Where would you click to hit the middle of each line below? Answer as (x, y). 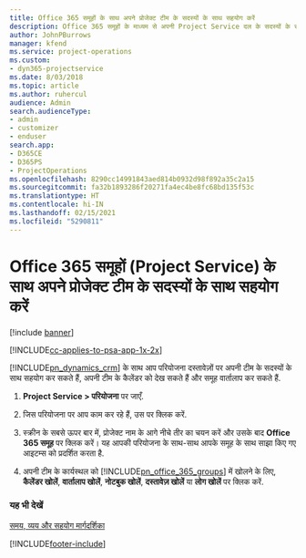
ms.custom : (30, 60)
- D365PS (26, 162)
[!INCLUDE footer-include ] (58, 543)
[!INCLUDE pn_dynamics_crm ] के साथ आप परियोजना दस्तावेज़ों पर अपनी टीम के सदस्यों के (151, 367)
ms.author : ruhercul (49, 94)
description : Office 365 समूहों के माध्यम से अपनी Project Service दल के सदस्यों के (150, 26)
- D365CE (26, 153)
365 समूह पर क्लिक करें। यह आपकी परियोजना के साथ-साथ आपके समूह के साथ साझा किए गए (159, 442)
